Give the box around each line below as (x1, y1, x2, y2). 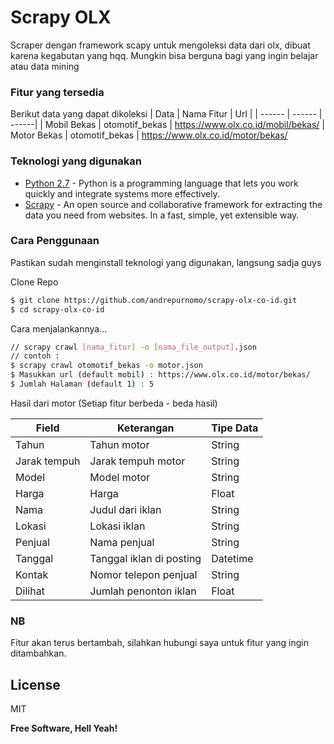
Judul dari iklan (89, 502, 162, 516)
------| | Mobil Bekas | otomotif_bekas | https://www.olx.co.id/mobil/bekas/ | (10, 119, 325, 131)
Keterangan (116, 421, 175, 435)
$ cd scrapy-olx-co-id (10, 304, 105, 315)
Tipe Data (211, 421, 259, 435)
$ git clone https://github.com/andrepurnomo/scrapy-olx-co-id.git (10, 295, 298, 305)
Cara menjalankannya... (10, 322, 108, 335)
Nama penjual (89, 535, 155, 549)
